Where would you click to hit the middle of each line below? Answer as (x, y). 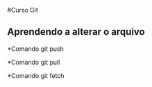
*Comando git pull (34, 62)
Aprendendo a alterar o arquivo (76, 32)
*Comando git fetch (36, 75)
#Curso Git (23, 10)
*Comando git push (35, 49)
